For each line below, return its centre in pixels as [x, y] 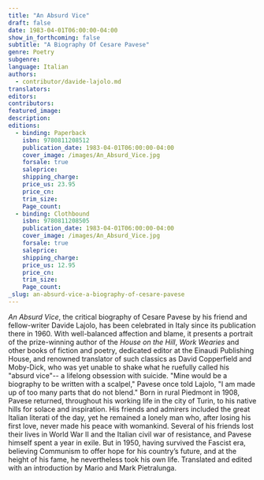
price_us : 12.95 [49, 265]
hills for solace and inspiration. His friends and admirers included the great [129, 409]
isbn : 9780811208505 [56, 221]
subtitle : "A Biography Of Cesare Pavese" [79, 45]
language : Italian [38, 67]
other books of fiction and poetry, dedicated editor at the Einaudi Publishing [131, 350]
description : [30, 118]
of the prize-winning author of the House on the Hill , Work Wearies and [124, 342]
